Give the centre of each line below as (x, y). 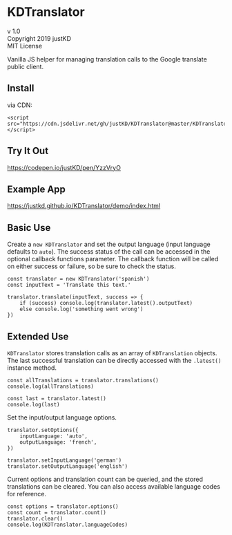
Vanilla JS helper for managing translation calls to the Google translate (107, 59)
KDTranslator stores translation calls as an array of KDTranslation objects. (112, 353)
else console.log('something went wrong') (81, 309)
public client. (25, 66)
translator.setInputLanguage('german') (65, 460)
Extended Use (38, 336)
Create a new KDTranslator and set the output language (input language (109, 244)
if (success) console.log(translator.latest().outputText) (106, 303)
